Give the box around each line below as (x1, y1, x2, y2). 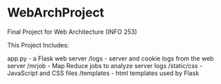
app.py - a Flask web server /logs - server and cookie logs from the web (7, 54, 214, 63)
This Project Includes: (7, 41, 69, 49)
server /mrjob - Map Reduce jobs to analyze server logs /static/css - (7, 61, 203, 70)
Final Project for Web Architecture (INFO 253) (7, 28, 137, 36)
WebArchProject (7, 5, 105, 21)
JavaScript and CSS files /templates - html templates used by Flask (7, 69, 200, 77)
